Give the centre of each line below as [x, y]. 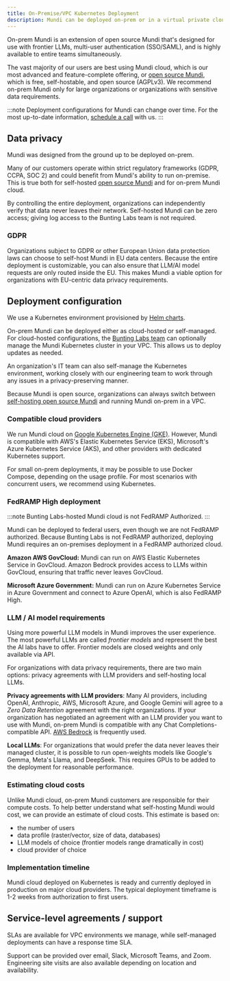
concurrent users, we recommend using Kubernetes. [81, 483]
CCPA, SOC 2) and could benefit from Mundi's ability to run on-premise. [109, 175]
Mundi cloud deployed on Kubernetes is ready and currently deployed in [109, 882]
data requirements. [34, 96]
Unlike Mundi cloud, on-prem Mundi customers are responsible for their [108, 800]
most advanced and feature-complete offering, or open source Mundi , [106, 74]
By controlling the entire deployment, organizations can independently [106, 204]
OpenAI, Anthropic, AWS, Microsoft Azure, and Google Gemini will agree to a [115, 703]
